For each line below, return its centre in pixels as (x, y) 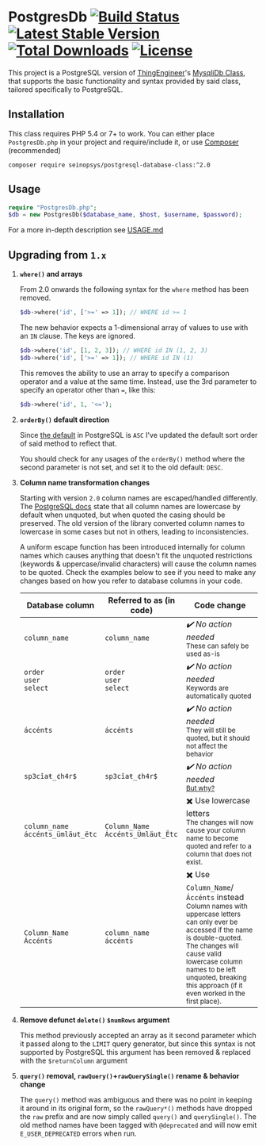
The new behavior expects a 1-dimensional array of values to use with (134, 328)
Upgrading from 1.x (57, 255)
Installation (36, 115)
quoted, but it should (218, 738)
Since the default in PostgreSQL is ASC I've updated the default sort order (139, 435)
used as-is (203, 653)
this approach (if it (214, 985)
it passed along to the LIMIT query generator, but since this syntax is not (137, 1044)
